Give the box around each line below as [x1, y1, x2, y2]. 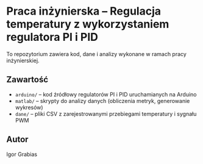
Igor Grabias [6, 151, 38, 158]
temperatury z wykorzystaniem [6, 17, 169, 31]
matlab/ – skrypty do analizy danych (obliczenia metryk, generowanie [15, 97, 190, 104]
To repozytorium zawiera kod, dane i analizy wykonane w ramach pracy [6, 50, 187, 57]
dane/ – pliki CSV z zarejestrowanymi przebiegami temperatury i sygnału [15, 110, 197, 117]
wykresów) [15, 104, 44, 111]
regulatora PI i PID [6, 30, 99, 44]
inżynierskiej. [6, 57, 40, 64]
